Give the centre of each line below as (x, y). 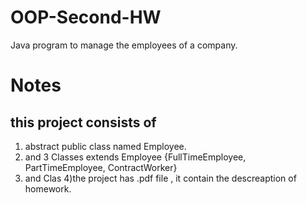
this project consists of (83, 122)
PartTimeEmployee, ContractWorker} (101, 167)
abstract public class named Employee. (105, 146)
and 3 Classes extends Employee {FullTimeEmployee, (135, 157)
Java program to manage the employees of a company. (124, 45)
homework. (48, 188)
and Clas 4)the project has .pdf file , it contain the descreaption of (160, 178)
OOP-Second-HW (86, 17)
